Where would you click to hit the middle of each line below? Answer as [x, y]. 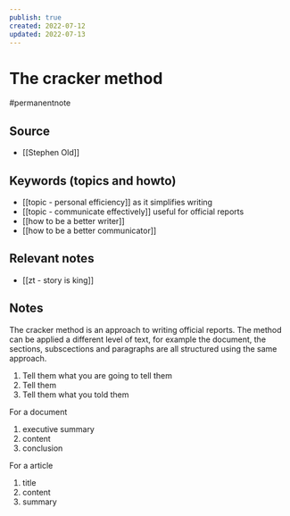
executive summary [58, 429]
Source [30, 131]
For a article [31, 465]
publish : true [36, 17]
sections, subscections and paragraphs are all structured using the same [143, 348]
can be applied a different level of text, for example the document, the [137, 339]
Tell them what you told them [75, 395]
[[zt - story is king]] [58, 280]
